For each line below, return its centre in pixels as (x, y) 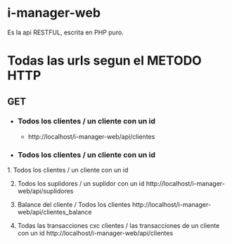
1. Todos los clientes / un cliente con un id (68, 170)
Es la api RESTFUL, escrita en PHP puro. (66, 32)
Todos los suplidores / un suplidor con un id (81, 184)
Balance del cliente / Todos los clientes (74, 205)
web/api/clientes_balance (54, 212)
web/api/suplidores (45, 191)
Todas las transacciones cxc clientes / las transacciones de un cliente (118, 226)
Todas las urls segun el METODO (104, 61)
